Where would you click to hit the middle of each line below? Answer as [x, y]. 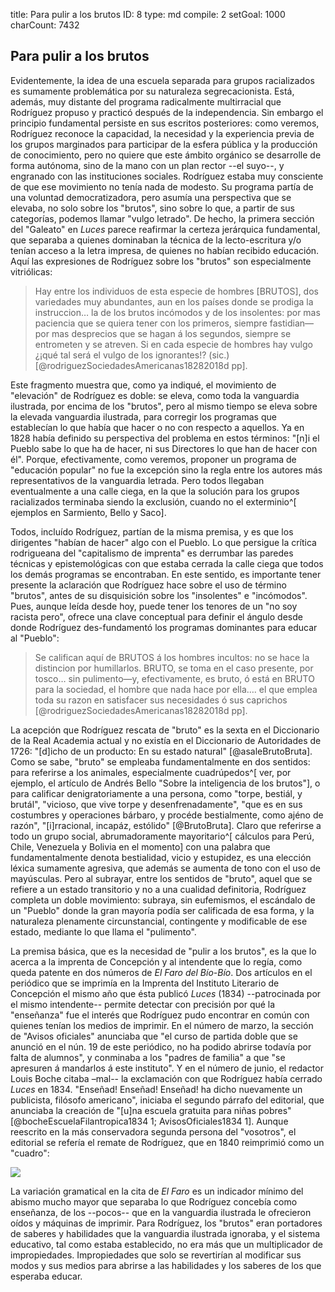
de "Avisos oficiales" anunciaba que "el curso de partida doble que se [154, 1036]
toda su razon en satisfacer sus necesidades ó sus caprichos [161, 700]
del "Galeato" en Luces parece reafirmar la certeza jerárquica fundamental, [165, 229]
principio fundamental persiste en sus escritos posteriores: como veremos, [165, 123]
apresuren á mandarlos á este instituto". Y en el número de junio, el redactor [167, 1068]
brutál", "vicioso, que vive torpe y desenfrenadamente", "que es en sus [156, 804]
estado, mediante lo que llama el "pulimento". [103, 931]
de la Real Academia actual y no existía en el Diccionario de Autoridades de [166, 740]
